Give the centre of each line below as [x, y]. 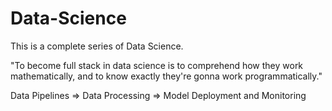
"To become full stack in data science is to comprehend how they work [157, 65]
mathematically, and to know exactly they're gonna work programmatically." [166, 76]
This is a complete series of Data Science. [97, 46]
